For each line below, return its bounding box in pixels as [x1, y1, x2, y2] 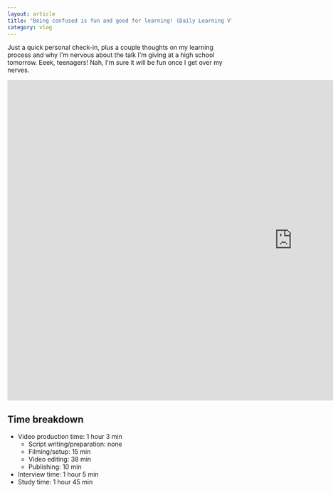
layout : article [7, 10, 55, 18]
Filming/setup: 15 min [28, 447, 91, 456]
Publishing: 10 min [28, 462, 82, 471]
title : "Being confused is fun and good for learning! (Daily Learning [7, 17, 224, 24]
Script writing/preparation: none [28, 440, 122, 449]
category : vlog [7, 24, 53, 31]
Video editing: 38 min [28, 455, 91, 464]
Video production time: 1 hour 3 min [17, 432, 123, 441]
